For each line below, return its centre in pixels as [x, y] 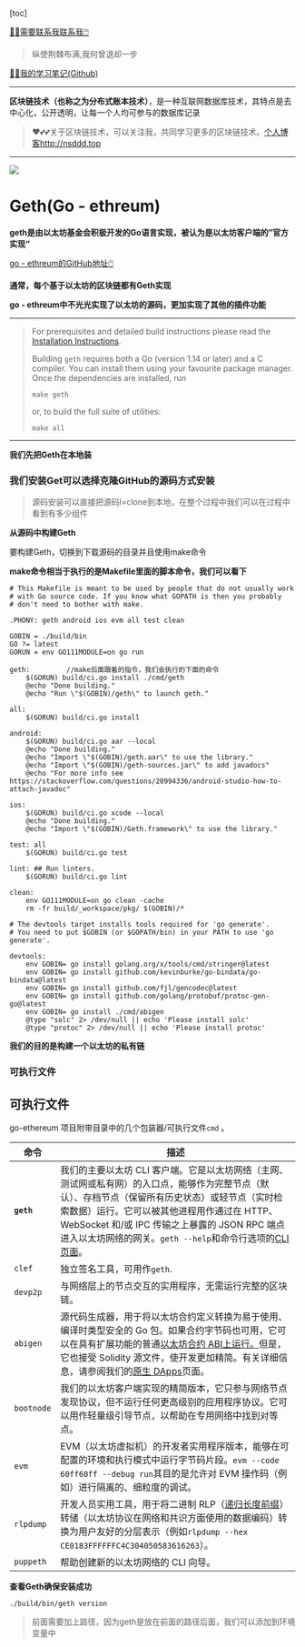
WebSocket [85, 1224]
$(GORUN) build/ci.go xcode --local [95, 813]
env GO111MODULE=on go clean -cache [95, 901]
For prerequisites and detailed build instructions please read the [151, 331]
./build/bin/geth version [58, 1603]
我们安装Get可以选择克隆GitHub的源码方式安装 [112, 480]
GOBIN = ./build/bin [49, 637]
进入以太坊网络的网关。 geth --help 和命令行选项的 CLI [175, 1238]
